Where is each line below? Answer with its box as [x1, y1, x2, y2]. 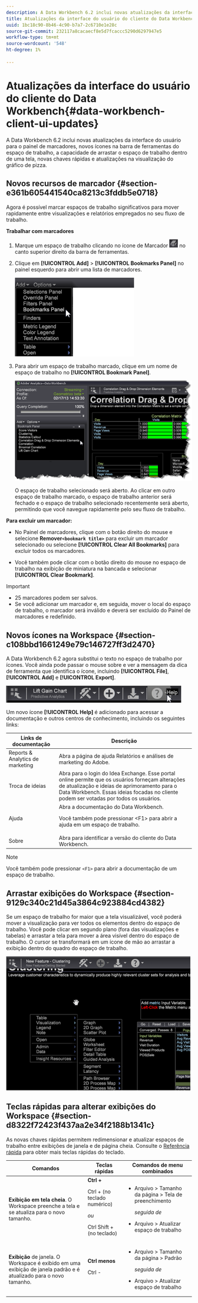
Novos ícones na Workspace [6, 630, 114, 640]
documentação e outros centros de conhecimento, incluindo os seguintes [6, 715, 186, 722]
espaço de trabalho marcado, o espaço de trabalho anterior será [14, 493, 172, 500]
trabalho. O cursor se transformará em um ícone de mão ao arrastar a [6, 938, 175, 945]
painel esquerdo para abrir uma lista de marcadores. [14, 266, 143, 273]
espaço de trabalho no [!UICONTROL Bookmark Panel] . [14, 369, 151, 376]
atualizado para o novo [8, 1272, 64, 1279]
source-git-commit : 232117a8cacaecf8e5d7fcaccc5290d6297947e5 [6, 28, 162, 34]
